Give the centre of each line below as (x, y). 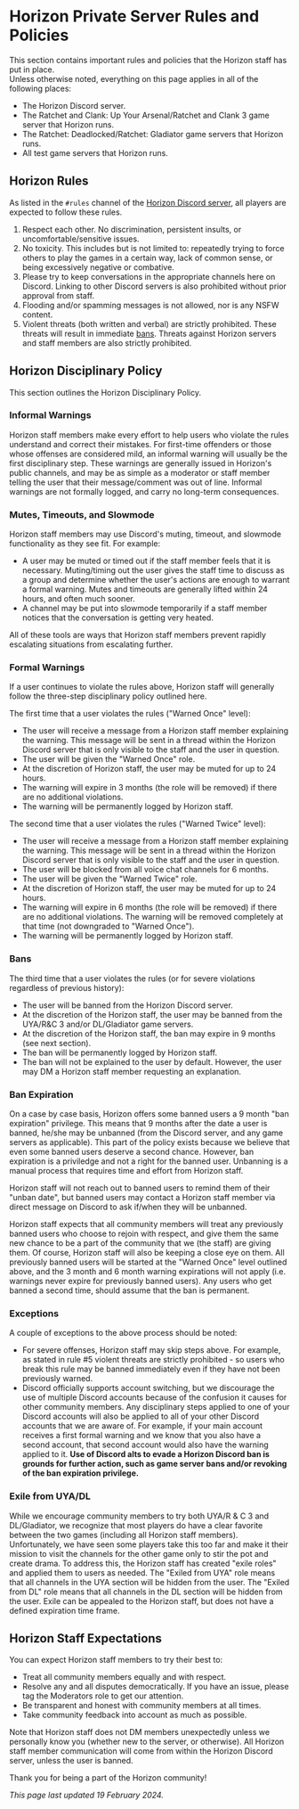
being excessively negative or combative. (98, 267)
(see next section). (57, 1043)
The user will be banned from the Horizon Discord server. (127, 1005)
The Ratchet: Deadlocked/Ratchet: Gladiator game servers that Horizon (153, 134)
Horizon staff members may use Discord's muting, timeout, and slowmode (145, 534)
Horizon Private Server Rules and (134, 16)
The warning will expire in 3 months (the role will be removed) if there (149, 788)
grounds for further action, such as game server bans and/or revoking (154, 1464)
